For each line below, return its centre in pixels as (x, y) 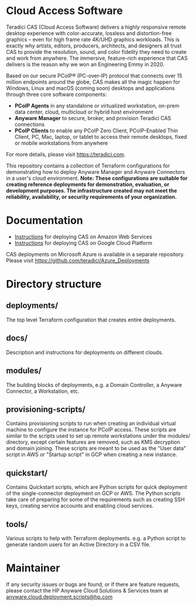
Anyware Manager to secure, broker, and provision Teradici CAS (93, 118)
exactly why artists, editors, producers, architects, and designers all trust (94, 46)
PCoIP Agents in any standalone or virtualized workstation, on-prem (97, 105)
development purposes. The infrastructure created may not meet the (92, 190)
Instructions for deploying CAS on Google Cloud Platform (83, 243)
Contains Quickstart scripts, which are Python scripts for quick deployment (97, 487)
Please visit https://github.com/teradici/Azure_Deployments (78, 260)
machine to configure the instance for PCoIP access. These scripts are (91, 430)
